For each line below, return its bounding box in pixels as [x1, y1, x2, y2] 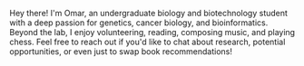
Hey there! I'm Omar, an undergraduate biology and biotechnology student [9, 8, 289, 18]
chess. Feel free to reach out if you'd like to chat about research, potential [9, 36, 286, 47]
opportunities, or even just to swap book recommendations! [9, 46, 233, 57]
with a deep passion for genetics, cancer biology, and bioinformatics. [9, 17, 269, 28]
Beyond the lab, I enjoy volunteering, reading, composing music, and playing [9, 27, 296, 37]
